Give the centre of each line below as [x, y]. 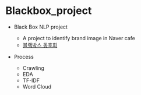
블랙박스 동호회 [40, 45]
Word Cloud [37, 86]
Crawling [34, 68]
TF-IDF [31, 80]
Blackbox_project [49, 11]
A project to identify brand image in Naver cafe [79, 38]
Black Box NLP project [41, 27]
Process [24, 57]
